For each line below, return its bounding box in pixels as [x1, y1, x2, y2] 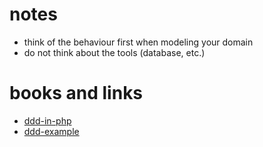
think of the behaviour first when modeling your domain [23, 36, 254, 48]
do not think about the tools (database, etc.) [23, 46, 206, 58]
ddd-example [23, 125, 80, 137]
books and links [9, 82, 144, 105]
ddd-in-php [23, 114, 72, 127]
